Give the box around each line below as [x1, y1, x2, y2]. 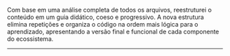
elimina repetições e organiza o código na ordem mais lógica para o [7, 20, 199, 28]
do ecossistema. [7, 35, 53, 43]
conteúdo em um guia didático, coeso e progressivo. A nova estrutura [7, 13, 204, 21]
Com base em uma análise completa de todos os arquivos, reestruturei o [7, 6, 212, 14]
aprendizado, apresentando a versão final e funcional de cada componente [7, 27, 220, 36]
